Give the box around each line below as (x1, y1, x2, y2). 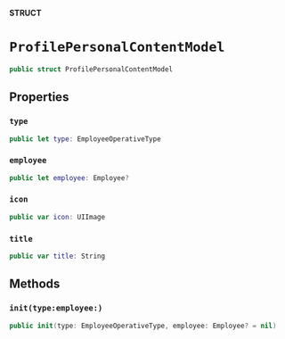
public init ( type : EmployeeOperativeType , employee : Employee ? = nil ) (9, 321, 277, 330)
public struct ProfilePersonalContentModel (9, 64, 174, 74)
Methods (9, 277, 61, 292)
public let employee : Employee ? (9, 173, 129, 182)
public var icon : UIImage (9, 212, 105, 221)
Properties (9, 89, 69, 105)
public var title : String (9, 252, 105, 261)
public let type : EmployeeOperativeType (9, 134, 162, 144)
